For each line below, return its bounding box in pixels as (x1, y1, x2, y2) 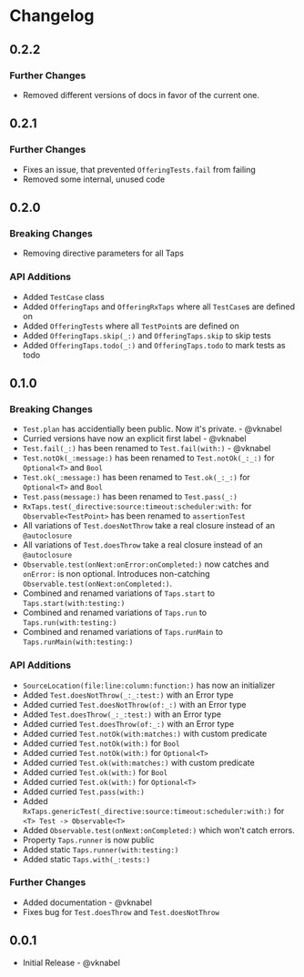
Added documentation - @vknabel (22, 897, 153, 908)
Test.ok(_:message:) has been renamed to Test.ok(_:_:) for (22, 472, 250, 483)
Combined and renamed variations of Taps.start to (22, 588, 216, 599)
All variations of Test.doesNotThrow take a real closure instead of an (22, 520, 276, 531)
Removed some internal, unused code (22, 174, 166, 185)
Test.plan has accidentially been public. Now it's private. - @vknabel (22, 424, 282, 435)
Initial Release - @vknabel (22, 957, 121, 968)
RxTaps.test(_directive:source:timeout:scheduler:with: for (22, 501, 252, 512)
